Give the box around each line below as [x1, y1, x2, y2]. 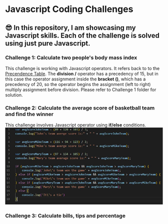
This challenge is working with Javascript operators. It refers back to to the [5, 65, 160, 71]
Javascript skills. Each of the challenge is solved [5, 31, 160, 39]
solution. [5, 91, 23, 98]
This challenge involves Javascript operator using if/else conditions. [5, 122, 146, 128]
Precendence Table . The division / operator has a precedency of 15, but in [5, 70, 158, 76]
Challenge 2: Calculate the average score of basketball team [5, 104, 155, 111]
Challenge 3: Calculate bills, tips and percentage [5, 212, 126, 219]
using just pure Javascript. [5, 39, 90, 47]
